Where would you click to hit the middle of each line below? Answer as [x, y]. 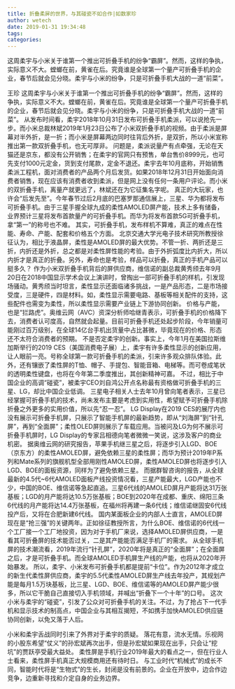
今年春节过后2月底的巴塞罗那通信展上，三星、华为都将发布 [140, 199]
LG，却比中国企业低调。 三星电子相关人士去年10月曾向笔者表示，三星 [119, 392]
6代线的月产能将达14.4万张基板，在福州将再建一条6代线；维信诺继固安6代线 [117, 505]
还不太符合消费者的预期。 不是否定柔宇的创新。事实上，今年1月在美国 [107, 339]
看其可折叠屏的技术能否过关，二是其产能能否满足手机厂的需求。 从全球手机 [115, 540]
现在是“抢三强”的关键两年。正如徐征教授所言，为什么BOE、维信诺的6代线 [113, 523]
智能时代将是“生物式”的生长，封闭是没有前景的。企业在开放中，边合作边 [123, 669]
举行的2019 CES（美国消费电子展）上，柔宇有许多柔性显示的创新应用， [122, 347]
